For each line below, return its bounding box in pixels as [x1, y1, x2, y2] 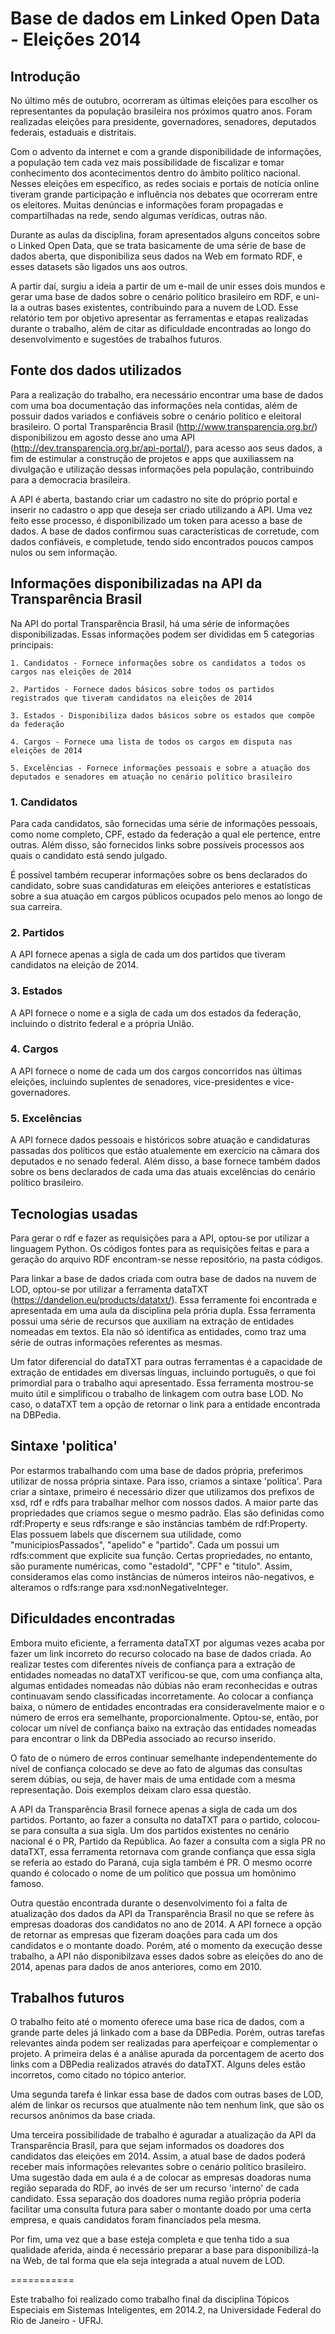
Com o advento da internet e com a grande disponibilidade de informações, [10, 146, 322, 157]
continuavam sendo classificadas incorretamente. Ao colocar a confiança [10, 1690, 314, 1702]
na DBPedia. [10, 1408, 62, 1421]
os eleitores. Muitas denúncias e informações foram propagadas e [10, 199, 284, 211]
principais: [10, 638, 54, 651]
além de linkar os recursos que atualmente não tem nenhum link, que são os [10, 2099, 325, 2111]
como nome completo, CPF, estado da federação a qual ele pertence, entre [10, 828, 321, 840]
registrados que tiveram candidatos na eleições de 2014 [10, 693, 253, 703]
